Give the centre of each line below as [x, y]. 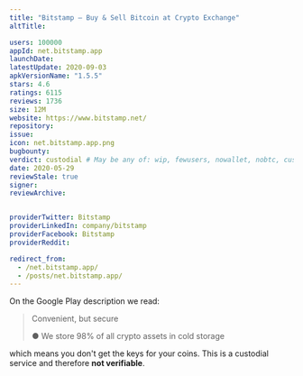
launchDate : [32, 60]
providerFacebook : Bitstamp [62, 234]
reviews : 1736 [36, 101]
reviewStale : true [44, 177]
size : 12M [28, 109]
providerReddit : [40, 243]
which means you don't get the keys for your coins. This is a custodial [139, 353]
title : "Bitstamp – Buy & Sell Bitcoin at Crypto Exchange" [125, 18]
